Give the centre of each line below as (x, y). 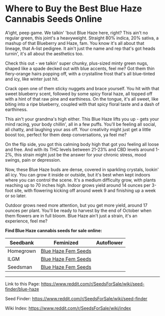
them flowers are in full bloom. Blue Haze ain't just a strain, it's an (71, 215)
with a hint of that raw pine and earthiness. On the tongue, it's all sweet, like (82, 99)
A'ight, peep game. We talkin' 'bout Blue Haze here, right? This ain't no (77, 33)
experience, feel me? (26, 221)
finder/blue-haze (22, 289)
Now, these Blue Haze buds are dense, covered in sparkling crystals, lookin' (82, 169)
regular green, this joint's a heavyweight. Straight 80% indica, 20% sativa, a (82, 38)
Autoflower (110, 243)
